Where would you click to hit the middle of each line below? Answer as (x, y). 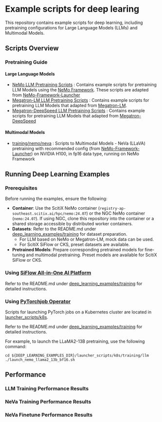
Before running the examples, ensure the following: (56, 199)
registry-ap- (113, 209)
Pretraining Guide (26, 62)
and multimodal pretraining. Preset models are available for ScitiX (91, 255)
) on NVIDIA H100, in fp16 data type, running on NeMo (85, 154)
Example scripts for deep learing (72, 9)
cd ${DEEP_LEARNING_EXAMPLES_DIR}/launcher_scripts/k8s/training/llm (77, 355)
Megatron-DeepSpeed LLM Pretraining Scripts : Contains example (78, 111)
